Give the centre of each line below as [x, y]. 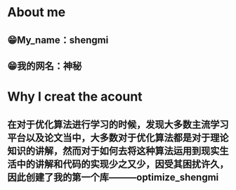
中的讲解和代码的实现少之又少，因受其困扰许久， [123, 164]
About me [37, 12]
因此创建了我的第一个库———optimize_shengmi [113, 177]
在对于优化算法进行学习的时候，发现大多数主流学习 [118, 124]
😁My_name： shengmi [58, 40]
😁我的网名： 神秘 [45, 66]
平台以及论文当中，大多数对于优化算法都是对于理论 [118, 138]
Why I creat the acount [75, 97]
